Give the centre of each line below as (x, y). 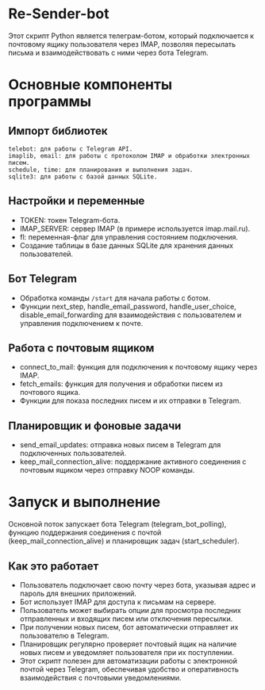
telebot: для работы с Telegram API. (71, 149)
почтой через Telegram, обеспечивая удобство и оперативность (129, 669)
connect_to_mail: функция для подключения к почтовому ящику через (138, 367)
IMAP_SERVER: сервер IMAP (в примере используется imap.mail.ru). (135, 228)
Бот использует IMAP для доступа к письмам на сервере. (118, 602)
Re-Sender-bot (59, 14)
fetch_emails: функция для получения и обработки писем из (121, 384)
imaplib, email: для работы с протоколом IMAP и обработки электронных (129, 155)
